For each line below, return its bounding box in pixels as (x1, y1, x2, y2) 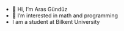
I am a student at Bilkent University (12, 18, 100, 25)
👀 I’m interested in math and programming (12, 12, 118, 19)
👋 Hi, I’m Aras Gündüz (12, 6, 68, 13)
